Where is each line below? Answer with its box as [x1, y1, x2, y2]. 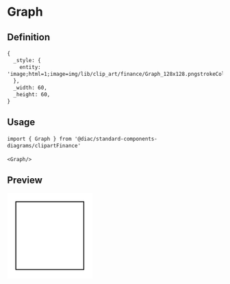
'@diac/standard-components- [74, 135, 157, 142]
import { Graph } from [7, 135, 72, 142]
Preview [7, 175, 43, 186]
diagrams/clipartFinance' [7, 142, 81, 149]
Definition [7, 31, 50, 43]
